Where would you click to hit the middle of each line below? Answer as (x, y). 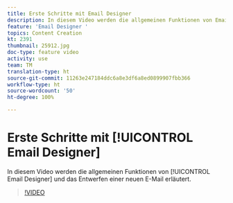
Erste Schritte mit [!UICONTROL (100, 138)
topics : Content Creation (44, 33)
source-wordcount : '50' (42, 91)
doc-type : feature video (43, 53)
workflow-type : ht (34, 85)
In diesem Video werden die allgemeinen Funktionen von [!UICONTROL (109, 171)
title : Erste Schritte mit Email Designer (69, 14)
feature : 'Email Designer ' (48, 26)
